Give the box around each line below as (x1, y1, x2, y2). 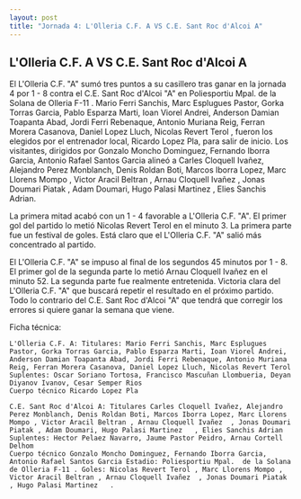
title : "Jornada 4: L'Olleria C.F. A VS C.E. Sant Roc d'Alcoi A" (9, 22, 263, 31)
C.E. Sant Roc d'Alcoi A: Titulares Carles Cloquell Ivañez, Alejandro (9, 402, 283, 412)
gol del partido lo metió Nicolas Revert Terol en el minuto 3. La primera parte (9, 220, 292, 231)
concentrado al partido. (9, 239, 96, 250)
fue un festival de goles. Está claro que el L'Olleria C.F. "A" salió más (9, 230, 262, 241)
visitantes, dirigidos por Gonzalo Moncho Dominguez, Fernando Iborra (9, 146, 270, 156)
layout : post (9, 13, 58, 22)
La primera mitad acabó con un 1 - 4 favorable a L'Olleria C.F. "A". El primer (9, 210, 287, 221)
